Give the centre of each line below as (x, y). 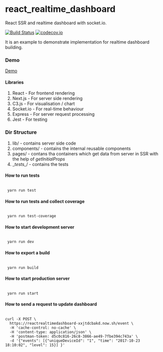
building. (14, 47)
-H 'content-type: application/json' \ (51, 332)
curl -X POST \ (21, 319)
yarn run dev (21, 242)
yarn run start (23, 293)
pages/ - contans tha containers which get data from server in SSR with (85, 153)
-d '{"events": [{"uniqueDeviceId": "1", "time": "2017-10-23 (75, 341)
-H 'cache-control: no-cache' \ (43, 328)
